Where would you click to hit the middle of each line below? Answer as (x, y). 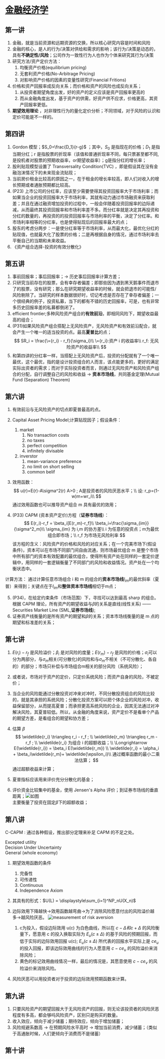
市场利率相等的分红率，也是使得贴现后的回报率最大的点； (70, 222)
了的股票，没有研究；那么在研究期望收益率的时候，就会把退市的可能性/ (84, 289)
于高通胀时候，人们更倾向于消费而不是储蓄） (58, 1034)
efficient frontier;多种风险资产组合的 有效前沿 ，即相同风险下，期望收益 (83, 314)
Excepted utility (21, 842)
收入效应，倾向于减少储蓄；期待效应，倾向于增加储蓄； (68, 1021)
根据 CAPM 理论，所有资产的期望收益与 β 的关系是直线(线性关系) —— (82, 603)
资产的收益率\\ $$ (89, 347)
